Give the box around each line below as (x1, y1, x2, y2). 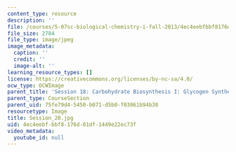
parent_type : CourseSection (7, 95, 90, 102)
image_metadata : (7, 43, 55, 50)
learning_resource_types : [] (7, 69, 93, 76)
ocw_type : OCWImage (7, 82, 65, 89)
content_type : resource (7, 10, 77, 18)
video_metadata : (7, 127, 55, 134)
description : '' (7, 17, 55, 24)
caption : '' (13, 50, 49, 57)
